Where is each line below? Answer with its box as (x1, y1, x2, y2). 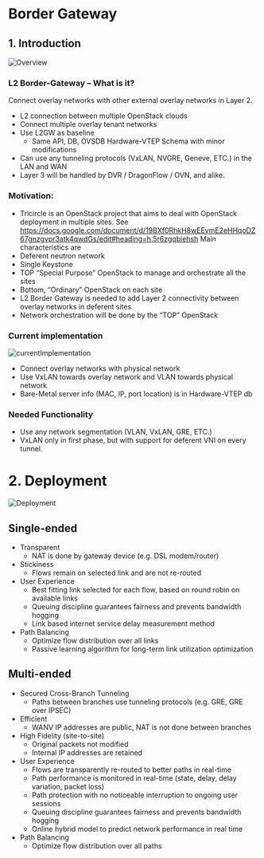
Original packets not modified (31, 739, 129, 749)
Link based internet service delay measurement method (31, 619, 215, 628)
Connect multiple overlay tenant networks (19, 120, 157, 129)
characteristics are (19, 242, 82, 252)
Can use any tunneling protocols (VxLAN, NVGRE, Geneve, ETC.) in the (19, 153, 253, 163)
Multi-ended (8, 667, 72, 681)
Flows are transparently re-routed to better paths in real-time (31, 765, 232, 774)
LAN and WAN (19, 162, 68, 171)
